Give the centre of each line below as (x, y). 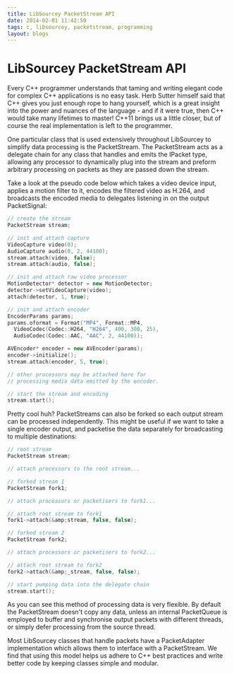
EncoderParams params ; (41, 316)
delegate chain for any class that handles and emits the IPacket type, (107, 155)
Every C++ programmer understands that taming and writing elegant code (115, 88)
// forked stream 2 (36, 533)
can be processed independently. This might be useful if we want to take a (116, 422)
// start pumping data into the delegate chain (79, 584)
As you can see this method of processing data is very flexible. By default (114, 605)
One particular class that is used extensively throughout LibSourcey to (109, 139)
